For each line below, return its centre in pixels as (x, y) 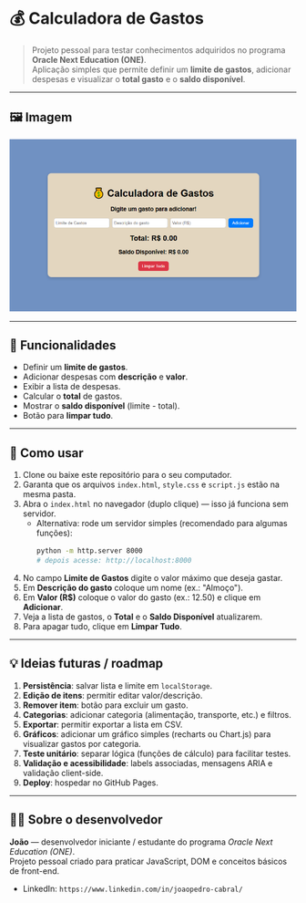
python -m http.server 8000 (89, 551)
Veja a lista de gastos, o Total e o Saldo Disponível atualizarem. (143, 617)
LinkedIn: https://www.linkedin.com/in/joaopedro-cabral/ (133, 888)
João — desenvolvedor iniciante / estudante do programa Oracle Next (141, 842)
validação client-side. (63, 773)
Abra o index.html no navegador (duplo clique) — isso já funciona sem (155, 504)
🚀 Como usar (46, 453)
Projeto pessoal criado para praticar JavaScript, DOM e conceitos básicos (148, 861)
